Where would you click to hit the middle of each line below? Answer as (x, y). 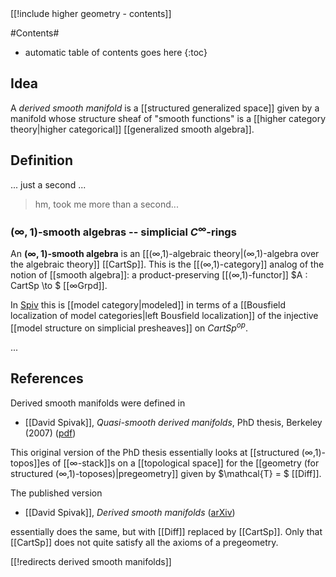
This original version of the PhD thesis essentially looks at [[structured (155, 452)
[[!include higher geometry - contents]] (91, 13)
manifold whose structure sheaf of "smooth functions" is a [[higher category (168, 118)
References (47, 378)
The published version (56, 493)
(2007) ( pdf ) (50, 433)
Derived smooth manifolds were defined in (98, 403)
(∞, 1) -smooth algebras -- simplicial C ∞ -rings (123, 231)
